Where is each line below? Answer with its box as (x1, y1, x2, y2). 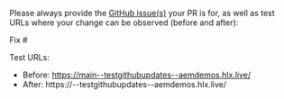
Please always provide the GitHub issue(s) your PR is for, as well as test (9, 8, 275, 18)
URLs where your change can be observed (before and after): (9, 17, 239, 28)
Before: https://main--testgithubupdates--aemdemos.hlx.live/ (22, 69, 251, 80)
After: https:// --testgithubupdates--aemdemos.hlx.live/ (22, 79, 227, 89)
